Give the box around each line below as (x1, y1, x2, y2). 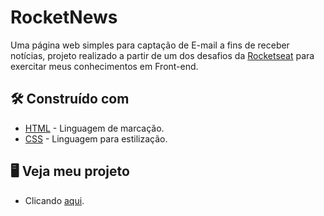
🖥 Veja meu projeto (10, 163, 130, 180)
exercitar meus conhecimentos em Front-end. (10, 60, 199, 72)
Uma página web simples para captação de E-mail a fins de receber (10, 39, 290, 51)
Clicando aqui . (24, 194, 85, 206)
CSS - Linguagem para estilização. (24, 132, 168, 145)
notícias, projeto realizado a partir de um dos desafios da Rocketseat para (10, 49, 315, 61)
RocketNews (10, 6, 118, 29)
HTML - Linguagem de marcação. (24, 122, 165, 134)
